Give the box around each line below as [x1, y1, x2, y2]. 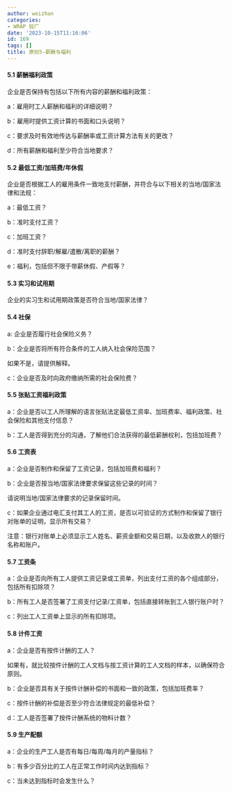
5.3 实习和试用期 [7, 279, 55, 287]
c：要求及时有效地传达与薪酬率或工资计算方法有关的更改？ [7, 132, 174, 140]
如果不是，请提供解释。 [7, 359, 74, 367]
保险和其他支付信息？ [12, 416, 74, 424]
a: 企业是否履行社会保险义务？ [7, 330, 93, 338]
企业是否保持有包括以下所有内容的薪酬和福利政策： [7, 88, 153, 96]
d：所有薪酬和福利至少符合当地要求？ [7, 146, 114, 155]
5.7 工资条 [7, 557, 37, 566]
